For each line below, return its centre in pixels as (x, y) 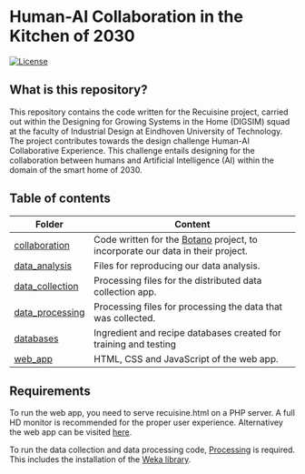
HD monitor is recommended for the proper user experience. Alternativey (147, 423)
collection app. (125, 291)
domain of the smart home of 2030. (76, 169)
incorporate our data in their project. (171, 250)
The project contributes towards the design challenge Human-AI (129, 141)
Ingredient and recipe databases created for (187, 332)
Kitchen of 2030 (72, 36)
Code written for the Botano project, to (176, 239)
